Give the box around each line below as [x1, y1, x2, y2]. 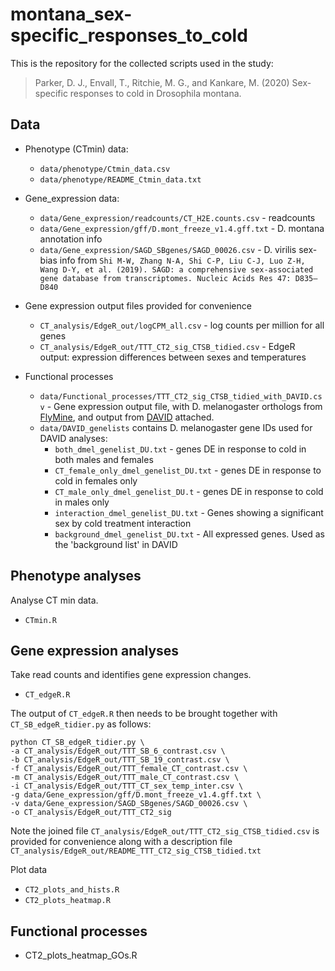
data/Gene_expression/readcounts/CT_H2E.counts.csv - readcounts [39, 211, 316, 223]
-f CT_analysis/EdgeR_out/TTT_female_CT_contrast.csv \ [10, 764, 248, 774]
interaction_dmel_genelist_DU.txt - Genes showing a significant [54, 506, 324, 518]
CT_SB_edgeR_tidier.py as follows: [10, 718, 152, 730]
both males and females [54, 453, 154, 465]
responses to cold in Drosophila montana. [69, 87, 242, 99]
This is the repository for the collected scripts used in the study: [10, 57, 274, 69]
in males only [54, 496, 110, 508]
